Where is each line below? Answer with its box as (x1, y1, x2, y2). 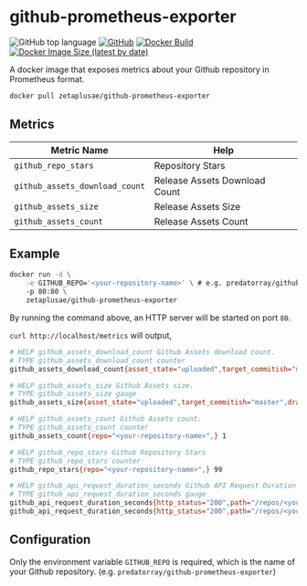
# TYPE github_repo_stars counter (9, 456, 142, 466)
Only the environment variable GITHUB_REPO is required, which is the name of (9, 556, 295, 567)
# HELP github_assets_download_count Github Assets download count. (9, 347, 276, 357)
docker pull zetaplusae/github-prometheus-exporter (9, 91, 210, 100)
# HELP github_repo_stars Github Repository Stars (9, 447, 206, 457)
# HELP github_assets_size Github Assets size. (9, 381, 195, 390)
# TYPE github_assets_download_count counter (9, 356, 185, 365)
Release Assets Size (153, 200, 241, 213)
